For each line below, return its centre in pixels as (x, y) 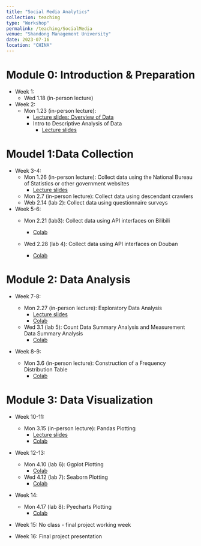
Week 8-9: (28, 351)
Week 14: (26, 495)
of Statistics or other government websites (76, 183)
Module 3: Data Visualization (79, 400)
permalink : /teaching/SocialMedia (49, 28)
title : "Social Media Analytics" (48, 12)
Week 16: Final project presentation (58, 536)
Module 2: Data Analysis (68, 279)
